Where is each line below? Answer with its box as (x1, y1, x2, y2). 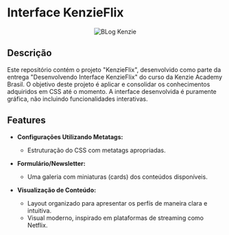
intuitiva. (27, 206, 52, 214)
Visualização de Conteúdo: (16, 186, 97, 194)
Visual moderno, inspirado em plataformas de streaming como (27, 214, 204, 222)
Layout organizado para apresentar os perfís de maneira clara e (27, 199, 208, 207)
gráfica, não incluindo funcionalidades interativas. (7, 95, 148, 103)
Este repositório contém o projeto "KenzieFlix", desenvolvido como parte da (7, 65, 221, 73)
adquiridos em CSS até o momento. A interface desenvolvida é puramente (7, 87, 217, 95)
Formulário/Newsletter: (16, 159, 86, 167)
